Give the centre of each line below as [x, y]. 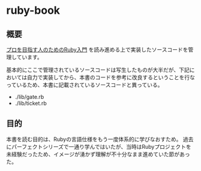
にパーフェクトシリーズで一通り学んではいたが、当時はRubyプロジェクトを [99, 146]
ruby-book [33, 10]
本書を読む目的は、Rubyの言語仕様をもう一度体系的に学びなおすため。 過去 [100, 139]
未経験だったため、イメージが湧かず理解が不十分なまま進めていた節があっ [98, 154]
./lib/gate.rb [29, 97]
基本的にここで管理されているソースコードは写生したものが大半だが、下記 [98, 70]
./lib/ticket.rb [31, 103]
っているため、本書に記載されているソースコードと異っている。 [85, 85]
